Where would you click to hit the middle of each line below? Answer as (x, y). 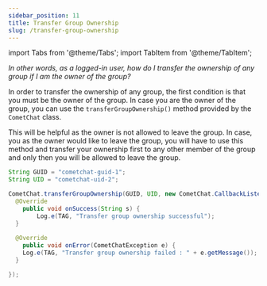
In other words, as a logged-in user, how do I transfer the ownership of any (132, 68)
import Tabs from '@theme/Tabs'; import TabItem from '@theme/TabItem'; (130, 53)
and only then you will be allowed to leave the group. (95, 158)
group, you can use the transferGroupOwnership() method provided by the (130, 109)
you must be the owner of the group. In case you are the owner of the (122, 101)
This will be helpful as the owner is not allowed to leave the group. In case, (130, 132)
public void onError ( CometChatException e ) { (99, 246)
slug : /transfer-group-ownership (64, 30)
